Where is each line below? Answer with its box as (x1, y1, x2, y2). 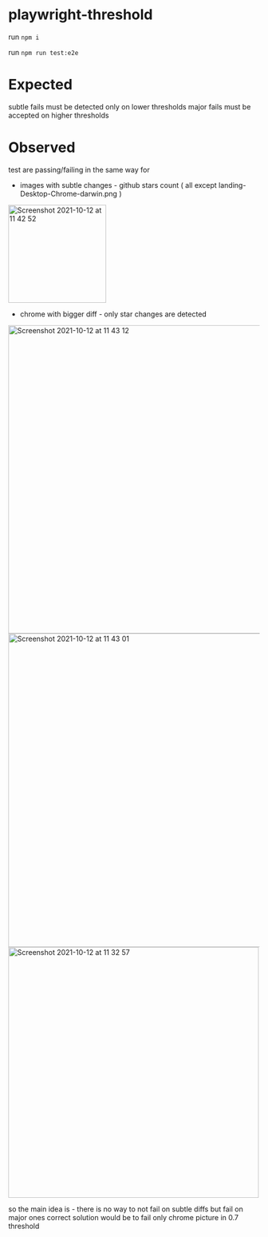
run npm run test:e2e (8, 47, 79, 57)
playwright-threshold (8, 6, 153, 24)
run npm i (8, 32, 40, 42)
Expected (8, 76, 73, 93)
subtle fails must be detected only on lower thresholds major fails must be (8, 101, 251, 111)
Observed (8, 138, 76, 157)
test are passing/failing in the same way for (8, 165, 150, 174)
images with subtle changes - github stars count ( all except (19, 180, 217, 189)
